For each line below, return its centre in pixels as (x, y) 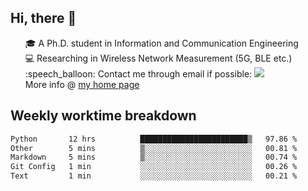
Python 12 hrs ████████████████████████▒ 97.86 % (154, 139)
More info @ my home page (82, 84)
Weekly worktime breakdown (103, 116)
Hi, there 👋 (43, 18)
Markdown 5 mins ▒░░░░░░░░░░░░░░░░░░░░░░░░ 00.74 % (154, 157)
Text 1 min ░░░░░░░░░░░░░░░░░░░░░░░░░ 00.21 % (154, 176)
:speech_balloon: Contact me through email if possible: (138, 73)
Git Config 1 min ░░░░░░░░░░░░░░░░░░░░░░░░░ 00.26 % (154, 167)
